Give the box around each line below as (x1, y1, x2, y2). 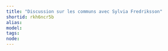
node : (6, 36, 20, 42)
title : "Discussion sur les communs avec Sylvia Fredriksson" (6, 8, 163, 15)
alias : (6, 19, 22, 25)
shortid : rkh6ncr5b (6, 14, 54, 20)
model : (6, 25, 22, 31)
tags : (6, 30, 20, 36)
